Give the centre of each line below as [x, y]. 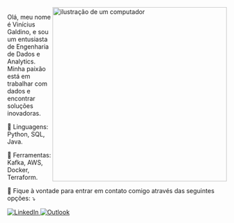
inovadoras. [24, 113]
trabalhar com [27, 84]
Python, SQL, [26, 134]
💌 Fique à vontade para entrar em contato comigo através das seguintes [111, 191]
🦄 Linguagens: [28, 127]
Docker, [18, 170]
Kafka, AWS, [25, 162]
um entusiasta [28, 39]
